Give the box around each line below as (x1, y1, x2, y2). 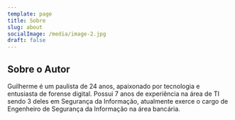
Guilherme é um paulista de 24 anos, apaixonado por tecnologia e (7, 82, 200, 90)
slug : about (7, 23, 43, 31)
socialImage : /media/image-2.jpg (7, 30, 106, 38)
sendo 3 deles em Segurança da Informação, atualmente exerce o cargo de (7, 97, 229, 105)
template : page (7, 10, 53, 18)
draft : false (7, 37, 46, 44)
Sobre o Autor (7, 63, 70, 75)
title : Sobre (7, 17, 46, 24)
